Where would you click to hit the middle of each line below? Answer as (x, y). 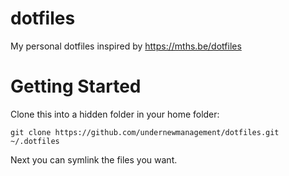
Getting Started (76, 86)
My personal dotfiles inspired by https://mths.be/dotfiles (126, 46)
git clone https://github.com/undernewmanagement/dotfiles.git (145, 132)
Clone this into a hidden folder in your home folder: (115, 114)
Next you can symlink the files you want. (94, 159)
